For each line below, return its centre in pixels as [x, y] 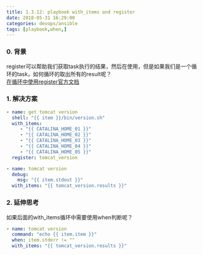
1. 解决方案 [22, 99]
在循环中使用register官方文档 [43, 82]
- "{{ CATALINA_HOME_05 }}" [56, 152]
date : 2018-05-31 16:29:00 [41, 18]
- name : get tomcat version [42, 112]
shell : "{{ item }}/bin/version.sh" [58, 118]
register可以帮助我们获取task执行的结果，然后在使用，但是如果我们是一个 [99, 66]
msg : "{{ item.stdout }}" [50, 180]
